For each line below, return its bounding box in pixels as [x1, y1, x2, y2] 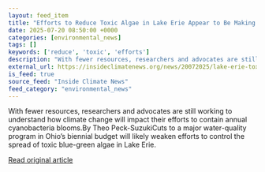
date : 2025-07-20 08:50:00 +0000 [8, 26, 118, 34]
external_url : [8, 63, 55, 71]
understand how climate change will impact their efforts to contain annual [8, 115, 248, 125]
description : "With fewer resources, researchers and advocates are [8, 56, 238, 64]
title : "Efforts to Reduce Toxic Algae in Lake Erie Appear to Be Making [8, 19, 256, 27]
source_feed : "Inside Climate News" [8, 77, 129, 85]
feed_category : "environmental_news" [8, 84, 132, 93]
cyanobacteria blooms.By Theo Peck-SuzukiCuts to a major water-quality [8, 123, 247, 133]
